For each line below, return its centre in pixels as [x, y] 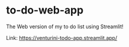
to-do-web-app [45, 10]
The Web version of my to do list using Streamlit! [65, 26]
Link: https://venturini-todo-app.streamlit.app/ [62, 38]
